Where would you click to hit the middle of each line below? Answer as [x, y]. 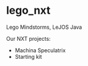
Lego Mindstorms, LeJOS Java [44, 27]
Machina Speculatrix [40, 50]
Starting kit [28, 56]
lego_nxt [28, 10]
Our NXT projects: [28, 38]
